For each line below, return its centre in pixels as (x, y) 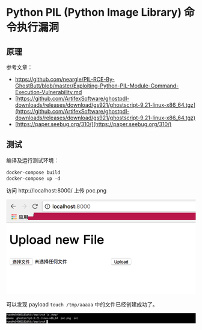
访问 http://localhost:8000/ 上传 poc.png (57, 190)
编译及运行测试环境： (32, 160)
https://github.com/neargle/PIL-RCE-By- (65, 79)
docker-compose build (33, 173)
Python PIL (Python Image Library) (94, 12)
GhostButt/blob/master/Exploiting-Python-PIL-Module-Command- (97, 86)
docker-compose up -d (33, 179)
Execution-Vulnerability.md (48, 92)
